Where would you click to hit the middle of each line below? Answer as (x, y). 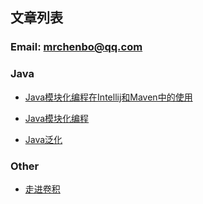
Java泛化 (43, 139)
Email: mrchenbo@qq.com (76, 47)
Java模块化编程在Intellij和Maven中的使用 (108, 97)
